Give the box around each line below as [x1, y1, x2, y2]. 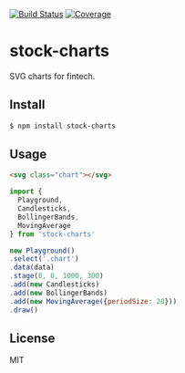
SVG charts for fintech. [9, 70, 96, 81]
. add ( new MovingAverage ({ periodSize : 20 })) [9, 296, 178, 306]
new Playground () [9, 246, 76, 255]
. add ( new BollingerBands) [9, 288, 108, 297]
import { [9, 187, 43, 196]
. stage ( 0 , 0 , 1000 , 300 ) [9, 272, 104, 281]
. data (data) [9, 263, 55, 273]
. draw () [9, 306, 39, 315]
